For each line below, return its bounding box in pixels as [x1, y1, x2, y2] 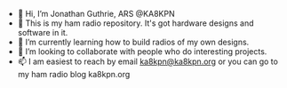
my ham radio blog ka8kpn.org [17, 69, 131, 79]
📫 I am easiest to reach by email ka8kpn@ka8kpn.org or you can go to [17, 56, 278, 67]
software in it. [17, 28, 68, 37]
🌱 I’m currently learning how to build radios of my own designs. [17, 36, 250, 47]
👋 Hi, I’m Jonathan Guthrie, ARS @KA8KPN [17, 9, 175, 19]
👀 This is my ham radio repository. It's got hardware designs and [17, 18, 254, 28]
